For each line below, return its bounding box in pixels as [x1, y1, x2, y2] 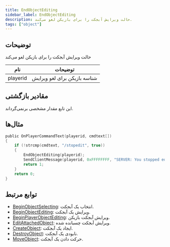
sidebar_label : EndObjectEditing [5, 12, 76, 17]
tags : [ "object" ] [5, 21, 42, 27]
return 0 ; [14, 171, 35, 176]
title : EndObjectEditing [5, 7, 58, 13]
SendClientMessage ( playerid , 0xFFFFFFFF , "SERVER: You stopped [23, 157, 159, 163]
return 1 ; [23, 162, 44, 167]
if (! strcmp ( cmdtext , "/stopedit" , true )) [14, 143, 105, 148]
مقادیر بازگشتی [5, 92, 48, 101]
